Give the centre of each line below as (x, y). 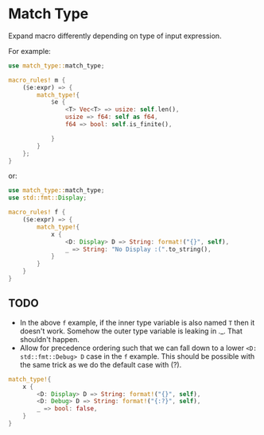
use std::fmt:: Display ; (48, 198)
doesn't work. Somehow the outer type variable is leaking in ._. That (131, 331)
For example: (30, 51)
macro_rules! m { (37, 80)
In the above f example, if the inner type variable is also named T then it (137, 322)
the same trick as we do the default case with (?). (101, 364)
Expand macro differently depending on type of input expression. (115, 36)
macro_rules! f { (37, 212)
